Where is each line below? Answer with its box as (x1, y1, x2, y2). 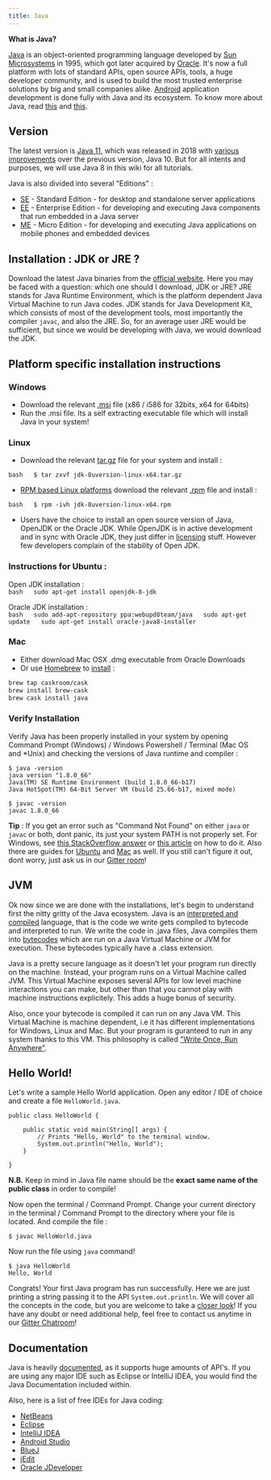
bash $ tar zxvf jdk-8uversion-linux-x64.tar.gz (8, 471, 182, 479)
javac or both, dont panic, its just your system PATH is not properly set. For (8, 829, 258, 839)
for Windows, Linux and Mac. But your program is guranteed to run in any (8, 1025, 252, 1035)
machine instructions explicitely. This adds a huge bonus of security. (8, 993, 236, 1003)
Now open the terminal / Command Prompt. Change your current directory (8, 1200, 256, 1209)
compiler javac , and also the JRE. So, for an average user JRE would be (8, 317, 247, 326)
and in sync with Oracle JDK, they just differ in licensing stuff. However (19, 532, 256, 542)
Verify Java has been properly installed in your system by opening (8, 731, 228, 741)
